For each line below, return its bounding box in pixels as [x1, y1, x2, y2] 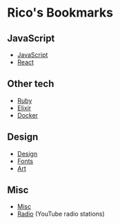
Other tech [7, 78, 54, 90]
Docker [17, 111, 39, 119]
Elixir [17, 104, 32, 112]
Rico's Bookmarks [7, 5, 114, 21]
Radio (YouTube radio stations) [17, 209, 105, 218]
